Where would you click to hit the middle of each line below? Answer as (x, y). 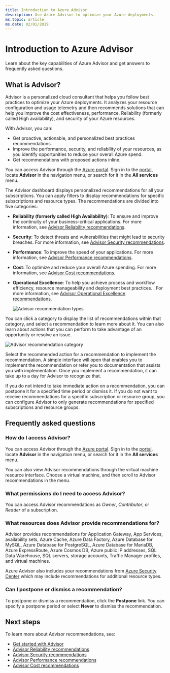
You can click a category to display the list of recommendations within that (83, 318)
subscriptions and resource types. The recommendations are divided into (82, 201)
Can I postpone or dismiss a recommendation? (64, 590)
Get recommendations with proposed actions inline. (66, 160)
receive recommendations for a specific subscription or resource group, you (85, 396)
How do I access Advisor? (38, 438)
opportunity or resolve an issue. (39, 335)
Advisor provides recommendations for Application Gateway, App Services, (84, 534)
